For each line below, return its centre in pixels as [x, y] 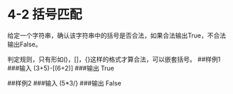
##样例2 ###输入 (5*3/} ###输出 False [65, 83]
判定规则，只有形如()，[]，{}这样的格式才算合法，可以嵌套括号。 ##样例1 [114, 59]
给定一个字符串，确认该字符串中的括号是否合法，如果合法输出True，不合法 [116, 35]
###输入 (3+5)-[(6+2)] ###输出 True [61, 68]
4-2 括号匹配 [45, 14]
